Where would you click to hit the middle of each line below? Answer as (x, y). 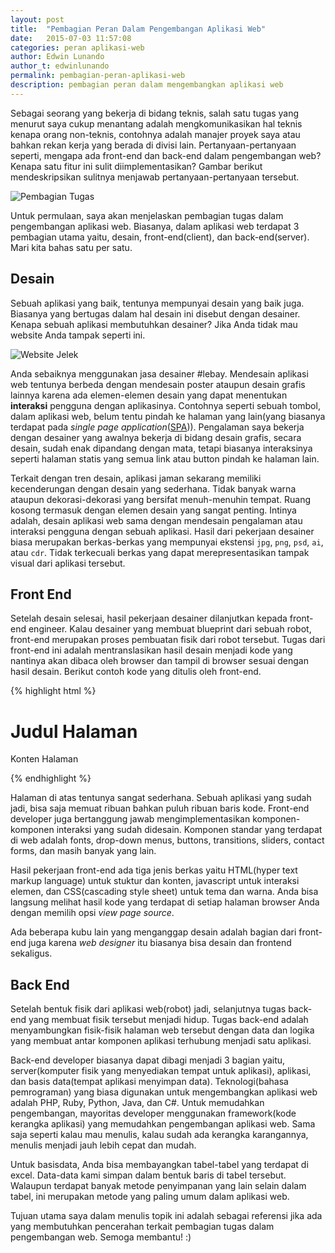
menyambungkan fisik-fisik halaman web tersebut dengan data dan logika (162, 1030)
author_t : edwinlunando (60, 66)
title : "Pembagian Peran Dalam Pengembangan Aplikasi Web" (138, 29)
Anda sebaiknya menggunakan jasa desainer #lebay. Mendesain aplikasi (159, 373)
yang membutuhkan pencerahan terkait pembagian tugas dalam (142, 1227)
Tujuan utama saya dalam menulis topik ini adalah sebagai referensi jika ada (166, 1216)
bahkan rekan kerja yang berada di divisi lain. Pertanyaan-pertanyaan (153, 145)
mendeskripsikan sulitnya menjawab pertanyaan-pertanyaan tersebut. (155, 177)
